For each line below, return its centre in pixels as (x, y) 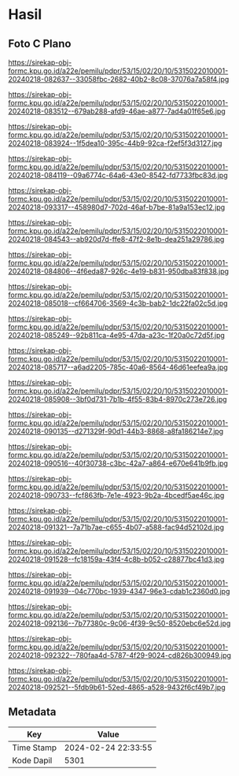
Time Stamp (35, 748)
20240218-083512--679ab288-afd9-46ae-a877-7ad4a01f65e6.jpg (117, 111)
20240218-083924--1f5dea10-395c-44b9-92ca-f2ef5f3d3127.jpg (115, 143)
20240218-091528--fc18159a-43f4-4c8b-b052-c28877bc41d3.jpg (116, 559)
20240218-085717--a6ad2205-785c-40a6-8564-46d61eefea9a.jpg (118, 367)
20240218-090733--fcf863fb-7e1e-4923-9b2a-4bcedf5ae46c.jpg (116, 495)
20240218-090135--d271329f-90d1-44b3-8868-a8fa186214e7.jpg (116, 431)
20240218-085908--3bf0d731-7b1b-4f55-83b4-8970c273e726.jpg (118, 399)
